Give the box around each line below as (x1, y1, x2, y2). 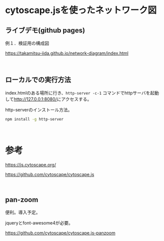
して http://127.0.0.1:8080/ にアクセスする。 (5, 96, 92, 102)
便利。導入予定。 (5, 209, 40, 215)
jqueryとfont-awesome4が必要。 (5, 220, 73, 226)
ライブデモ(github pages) (5, 26, 85, 34)
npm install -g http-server (5, 116, 64, 121)
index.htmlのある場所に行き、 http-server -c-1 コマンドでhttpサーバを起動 (5, 89, 159, 95)
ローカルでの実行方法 (5, 75, 71, 84)
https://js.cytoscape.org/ (5, 161, 56, 167)
